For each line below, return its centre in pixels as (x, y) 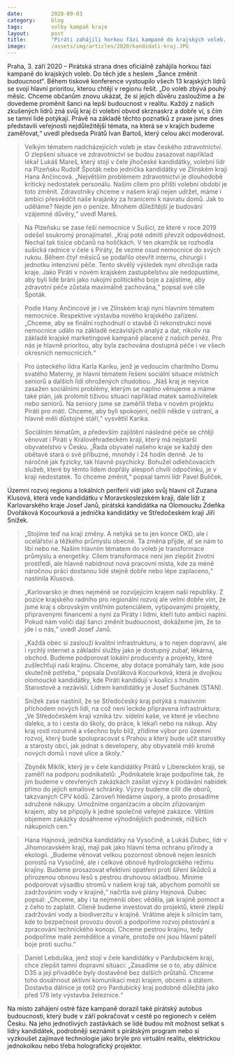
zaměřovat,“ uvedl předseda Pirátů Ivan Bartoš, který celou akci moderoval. (116, 133)
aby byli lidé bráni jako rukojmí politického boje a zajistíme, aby (115, 280)
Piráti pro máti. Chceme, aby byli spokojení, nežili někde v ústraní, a (121, 411)
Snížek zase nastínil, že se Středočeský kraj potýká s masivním (115, 701)
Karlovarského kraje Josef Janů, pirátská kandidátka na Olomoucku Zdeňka (116, 505)
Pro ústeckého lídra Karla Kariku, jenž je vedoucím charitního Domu (121, 366)
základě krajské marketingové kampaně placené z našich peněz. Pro (123, 338)
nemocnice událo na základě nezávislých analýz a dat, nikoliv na (117, 330)
